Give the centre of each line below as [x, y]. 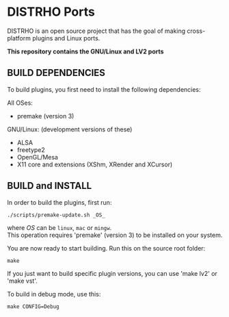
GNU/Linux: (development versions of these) [70, 129]
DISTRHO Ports [51, 12]
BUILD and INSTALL [50, 186]
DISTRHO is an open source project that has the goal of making [96, 31]
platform [19, 38]
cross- [196, 31]
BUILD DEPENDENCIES [56, 73]
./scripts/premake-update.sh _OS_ [56, 215]
